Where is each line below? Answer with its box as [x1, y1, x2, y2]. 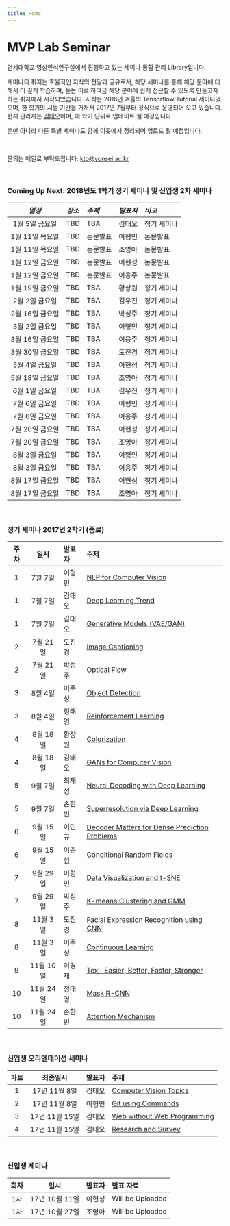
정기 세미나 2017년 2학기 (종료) [7, 525, 105, 534]
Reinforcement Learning [86, 712, 164, 721]
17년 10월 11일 [29, 1194, 80, 1203]
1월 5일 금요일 [12, 218, 57, 228]
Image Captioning [86, 642, 144, 651]
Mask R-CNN [86, 989, 131, 999]
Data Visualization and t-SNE [86, 873, 181, 883]
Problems [86, 831, 118, 841]
